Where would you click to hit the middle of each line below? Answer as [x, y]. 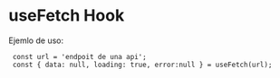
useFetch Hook [67, 16]
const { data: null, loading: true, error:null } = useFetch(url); [142, 65]
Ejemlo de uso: [36, 40]
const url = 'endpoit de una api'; [79, 56]
